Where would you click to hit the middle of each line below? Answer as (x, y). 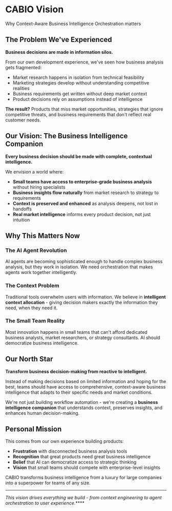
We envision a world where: (35, 172)
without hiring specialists (39, 187)
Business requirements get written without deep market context (80, 94)
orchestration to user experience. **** (45, 503)
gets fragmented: (24, 67)
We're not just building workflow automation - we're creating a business (82, 402)
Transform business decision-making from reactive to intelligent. (76, 371)
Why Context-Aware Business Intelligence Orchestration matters (73, 24)
